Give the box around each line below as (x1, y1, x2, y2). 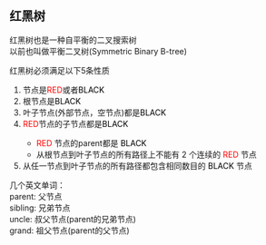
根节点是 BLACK (22, 95, 82, 106)
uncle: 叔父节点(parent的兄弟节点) (9, 213, 136, 224)
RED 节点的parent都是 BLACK (35, 137, 147, 148)
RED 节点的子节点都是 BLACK (22, 118, 129, 129)
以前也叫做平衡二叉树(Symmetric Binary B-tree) (9, 45, 188, 56)
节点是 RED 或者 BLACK (22, 84, 105, 95)
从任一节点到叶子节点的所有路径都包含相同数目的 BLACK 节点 (22, 160, 252, 171)
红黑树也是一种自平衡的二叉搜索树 (9, 34, 137, 45)
